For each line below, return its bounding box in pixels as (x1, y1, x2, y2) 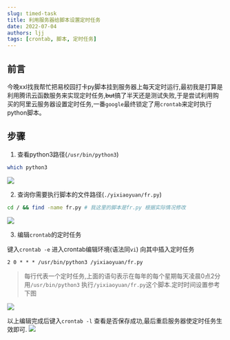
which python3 (7, 163, 48, 171)
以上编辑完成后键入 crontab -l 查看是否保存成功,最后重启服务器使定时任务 (7, 317, 217, 325)
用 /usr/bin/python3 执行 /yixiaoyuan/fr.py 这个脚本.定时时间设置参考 (23, 280, 220, 288)
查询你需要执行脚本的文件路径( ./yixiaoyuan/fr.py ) (17, 190, 162, 199)
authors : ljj (7, 29, 45, 37)
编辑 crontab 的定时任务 (17, 230, 81, 239)
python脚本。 (7, 108, 45, 117)
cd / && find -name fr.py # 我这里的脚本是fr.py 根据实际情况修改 (7, 204, 186, 211)
